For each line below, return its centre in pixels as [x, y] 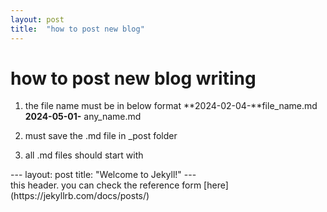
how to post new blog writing [133, 78]
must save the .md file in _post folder [101, 136]
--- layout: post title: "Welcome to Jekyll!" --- [103, 175]
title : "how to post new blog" [77, 29]
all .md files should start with [84, 155]
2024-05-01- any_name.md [83, 117]
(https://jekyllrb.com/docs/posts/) [80, 196]
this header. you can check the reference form [106, 185]
